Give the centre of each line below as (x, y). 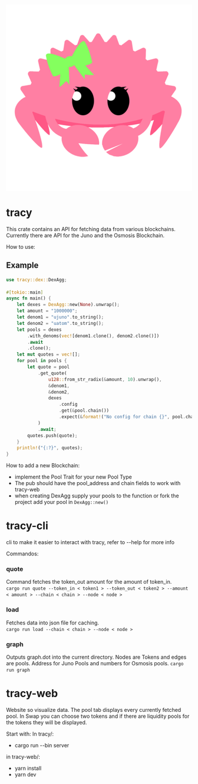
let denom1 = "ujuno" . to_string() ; (60, 317)
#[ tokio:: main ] (25, 292)
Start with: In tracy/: (30, 734)
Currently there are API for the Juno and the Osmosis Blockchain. (85, 235)
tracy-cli (27, 526)
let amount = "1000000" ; (47, 311)
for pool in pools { (42, 361)
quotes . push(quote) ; (52, 435)
